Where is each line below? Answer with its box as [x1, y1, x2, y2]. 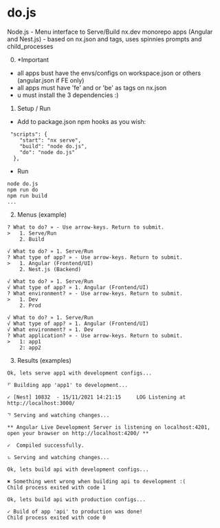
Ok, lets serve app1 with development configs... [7, 370, 153, 377]
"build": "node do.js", [19, 142, 88, 149]
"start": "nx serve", [19, 136, 81, 144]
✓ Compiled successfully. [7, 442, 85, 449]
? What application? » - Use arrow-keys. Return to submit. [7, 332, 184, 339]
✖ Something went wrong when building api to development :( [7, 478, 186, 485]
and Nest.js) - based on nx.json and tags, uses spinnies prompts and [7, 34, 202, 43]
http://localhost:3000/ [7, 399, 76, 407]
